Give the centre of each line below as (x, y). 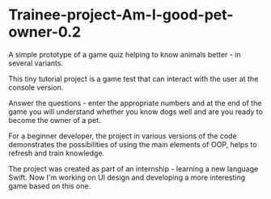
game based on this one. (50, 186)
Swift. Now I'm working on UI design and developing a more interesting (127, 177)
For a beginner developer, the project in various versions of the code (123, 136)
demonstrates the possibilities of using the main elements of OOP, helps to (133, 144)
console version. (36, 87)
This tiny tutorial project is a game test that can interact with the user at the (133, 78)
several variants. (36, 63)
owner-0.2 (45, 32)
